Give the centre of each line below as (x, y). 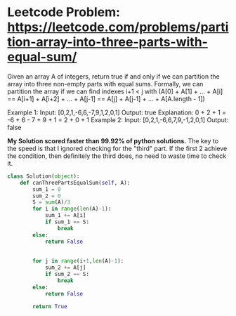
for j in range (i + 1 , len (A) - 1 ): (78, 261)
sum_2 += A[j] (65, 268)
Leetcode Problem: (64, 12)
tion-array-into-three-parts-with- (108, 42)
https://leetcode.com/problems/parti (118, 27)
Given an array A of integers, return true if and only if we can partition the (113, 76)
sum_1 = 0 (47, 189)
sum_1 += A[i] (65, 216)
